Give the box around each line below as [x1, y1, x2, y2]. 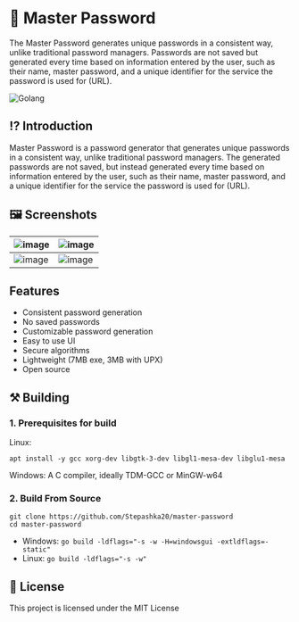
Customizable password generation [21, 326, 154, 337]
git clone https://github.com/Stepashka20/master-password [9, 512, 234, 521]
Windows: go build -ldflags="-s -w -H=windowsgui [21, 535, 213, 547]
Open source [21, 364, 71, 375]
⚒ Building [9, 390, 70, 405]
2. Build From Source [9, 492, 102, 504]
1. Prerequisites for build [9, 417, 118, 429]
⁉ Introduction [9, 119, 94, 134]
